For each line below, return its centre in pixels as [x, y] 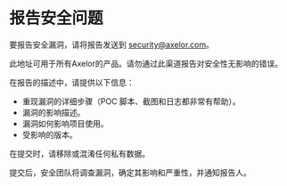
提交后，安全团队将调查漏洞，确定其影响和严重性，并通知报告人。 [130, 172]
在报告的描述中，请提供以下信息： [72, 82]
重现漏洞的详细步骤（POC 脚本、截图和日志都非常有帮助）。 [131, 101]
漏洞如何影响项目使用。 [65, 123]
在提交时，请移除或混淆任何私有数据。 [79, 153]
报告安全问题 [57, 18]
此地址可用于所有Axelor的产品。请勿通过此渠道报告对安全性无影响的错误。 [146, 63]
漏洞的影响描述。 [53, 112]
